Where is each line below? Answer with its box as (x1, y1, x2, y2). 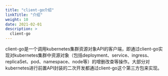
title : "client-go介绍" (5, 7, 54, 13)
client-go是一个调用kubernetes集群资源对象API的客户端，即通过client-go (5, 46, 159, 52)
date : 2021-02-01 (5, 21, 42, 27)
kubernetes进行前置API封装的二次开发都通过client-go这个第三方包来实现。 (5, 65, 162, 71)
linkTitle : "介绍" (5, 12, 43, 17)
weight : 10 (5, 17, 29, 22)
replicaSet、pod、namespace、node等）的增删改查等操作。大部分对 (5, 59, 150, 64)
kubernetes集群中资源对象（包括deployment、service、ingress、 (14, 52, 152, 58)
